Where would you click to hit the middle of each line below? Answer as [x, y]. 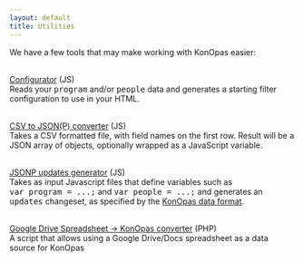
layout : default [40, 18]
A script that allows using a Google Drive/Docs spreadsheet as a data [139, 238]
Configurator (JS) [42, 79]
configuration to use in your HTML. [75, 98]
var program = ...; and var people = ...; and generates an [136, 191]
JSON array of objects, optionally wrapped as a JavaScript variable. [136, 145]
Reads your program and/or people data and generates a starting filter [143, 89]
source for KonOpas [47, 247]
